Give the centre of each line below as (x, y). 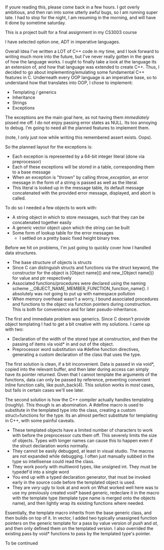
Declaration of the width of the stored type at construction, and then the (85, 339)
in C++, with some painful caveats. (40, 420)
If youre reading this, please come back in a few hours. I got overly (72, 7)
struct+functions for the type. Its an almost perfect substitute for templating (81, 415)
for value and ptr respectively (42, 278)
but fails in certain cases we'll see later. (45, 390)
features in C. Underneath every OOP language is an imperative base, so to (81, 77)
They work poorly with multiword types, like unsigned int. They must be (84, 467)
